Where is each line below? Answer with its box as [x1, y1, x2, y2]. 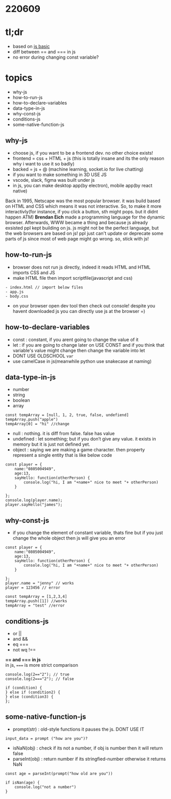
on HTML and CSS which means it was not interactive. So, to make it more [5, 203, 162, 209]
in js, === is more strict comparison [5, 662, 78, 668]
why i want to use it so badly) [12, 160, 75, 166]
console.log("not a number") [14, 784, 77, 789]
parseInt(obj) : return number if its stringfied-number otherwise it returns [12, 756, 166, 762]
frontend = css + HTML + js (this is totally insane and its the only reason [12, 155, 164, 161]
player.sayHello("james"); [5, 502, 63, 507]
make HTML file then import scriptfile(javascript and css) [12, 275, 133, 281]
